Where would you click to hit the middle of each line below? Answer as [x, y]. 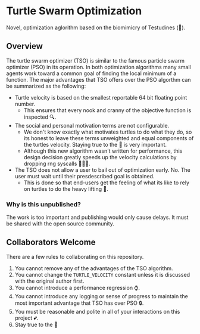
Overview [25, 46]
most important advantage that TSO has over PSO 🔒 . [79, 303]
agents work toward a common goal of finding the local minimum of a [91, 73]
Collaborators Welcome [51, 242]
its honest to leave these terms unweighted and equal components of [109, 138]
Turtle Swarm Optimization [74, 11]
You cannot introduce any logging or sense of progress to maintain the [101, 296]
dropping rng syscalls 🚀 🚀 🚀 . [57, 163]
